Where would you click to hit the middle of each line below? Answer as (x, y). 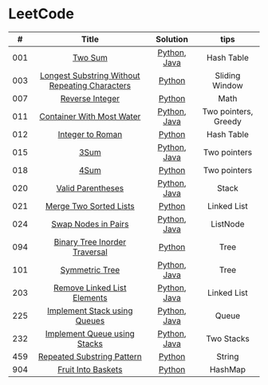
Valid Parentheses (90, 188)
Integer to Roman (90, 134)
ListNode (228, 224)
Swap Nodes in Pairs (90, 224)
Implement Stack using (90, 310)
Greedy (228, 121)
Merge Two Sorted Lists (90, 206)
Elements (90, 297)
